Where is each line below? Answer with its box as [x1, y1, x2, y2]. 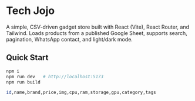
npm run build [6, 79, 41, 85]
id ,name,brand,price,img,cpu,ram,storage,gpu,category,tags [6, 89, 157, 96]
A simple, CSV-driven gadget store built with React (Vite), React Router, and [6, 23, 190, 30]
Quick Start [6, 53, 49, 62]
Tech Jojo [6, 4, 55, 18]
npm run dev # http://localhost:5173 [6, 74, 104, 79]
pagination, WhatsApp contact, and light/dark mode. [6, 36, 133, 43]
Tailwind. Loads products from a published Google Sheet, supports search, [6, 29, 188, 36]
